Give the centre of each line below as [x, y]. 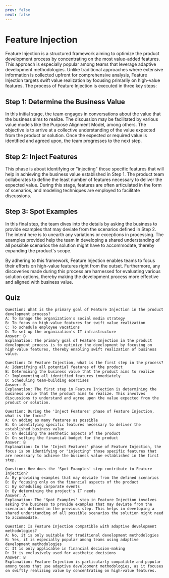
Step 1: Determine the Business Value [65, 102]
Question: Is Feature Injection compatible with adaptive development [81, 526]
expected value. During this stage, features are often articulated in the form [83, 185]
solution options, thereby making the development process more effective [82, 277]
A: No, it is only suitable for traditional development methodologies [82, 535]
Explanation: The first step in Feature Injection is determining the [81, 389]
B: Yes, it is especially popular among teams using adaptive [72, 540]
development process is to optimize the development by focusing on [79, 345]
